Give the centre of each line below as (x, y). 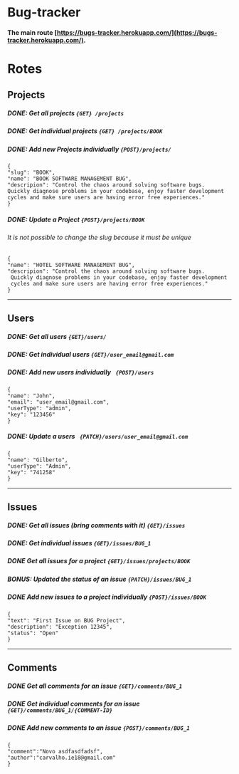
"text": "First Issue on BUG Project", (67, 620)
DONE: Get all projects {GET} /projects (66, 113)
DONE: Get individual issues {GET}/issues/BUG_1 (79, 543)
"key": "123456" (31, 414)
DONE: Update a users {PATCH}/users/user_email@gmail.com (98, 436)
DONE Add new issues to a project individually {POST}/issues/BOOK (107, 597)
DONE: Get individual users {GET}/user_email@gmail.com (91, 355)
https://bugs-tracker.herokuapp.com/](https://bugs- (137, 32)
